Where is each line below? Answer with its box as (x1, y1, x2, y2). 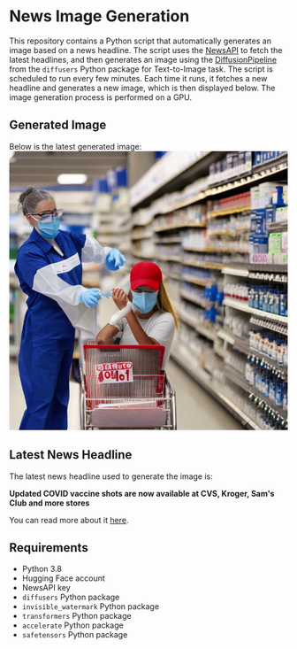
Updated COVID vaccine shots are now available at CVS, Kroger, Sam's (9, 488, 275, 498)
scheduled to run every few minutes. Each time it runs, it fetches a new (9, 73, 268, 83)
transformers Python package (21, 611, 132, 622)
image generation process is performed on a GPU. (9, 91, 193, 103)
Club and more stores (9, 498, 90, 508)
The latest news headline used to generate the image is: (9, 471, 214, 482)
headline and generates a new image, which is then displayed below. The (9, 82, 276, 93)
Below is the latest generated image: (9, 141, 142, 151)
